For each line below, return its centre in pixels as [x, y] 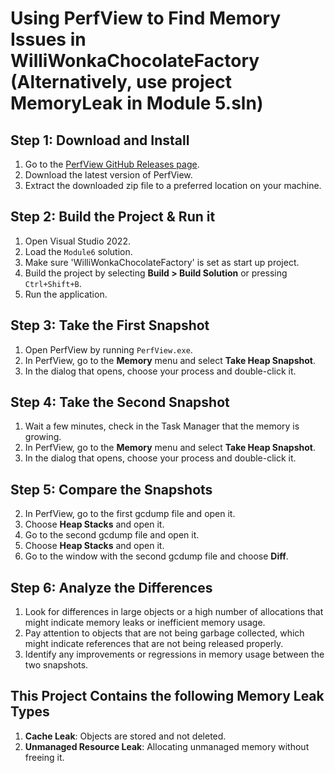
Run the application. [66, 294]
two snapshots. [56, 665]
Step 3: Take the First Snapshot [110, 325]
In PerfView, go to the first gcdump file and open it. [130, 514]
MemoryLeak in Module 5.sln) [137, 103]
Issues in [48, 39]
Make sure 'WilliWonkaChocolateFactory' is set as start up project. [162, 262]
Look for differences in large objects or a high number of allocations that [174, 612]
